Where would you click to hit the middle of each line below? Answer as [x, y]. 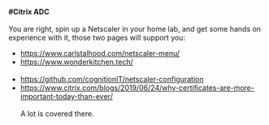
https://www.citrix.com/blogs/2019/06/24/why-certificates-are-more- [137, 88]
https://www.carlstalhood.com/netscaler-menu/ [100, 53]
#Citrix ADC [29, 12]
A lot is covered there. [57, 114]
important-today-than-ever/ [67, 96]
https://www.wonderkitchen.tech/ [76, 62]
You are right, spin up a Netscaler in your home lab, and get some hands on [135, 29]
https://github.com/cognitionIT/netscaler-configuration [112, 79]
